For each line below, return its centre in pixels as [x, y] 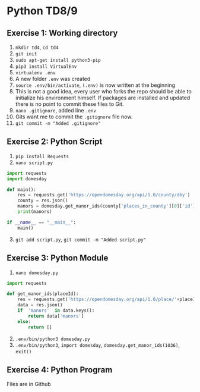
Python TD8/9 [42, 11]
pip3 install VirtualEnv [46, 67]
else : [24, 322]
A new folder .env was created [53, 79]
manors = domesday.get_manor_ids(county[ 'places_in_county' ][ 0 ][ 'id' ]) [108, 206]
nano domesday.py [37, 273]
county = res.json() [43, 200]
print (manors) [35, 212]
